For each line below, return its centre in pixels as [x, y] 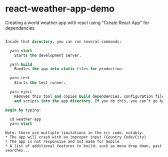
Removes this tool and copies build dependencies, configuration [84, 96]
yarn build [21, 64]
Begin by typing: [23, 110]
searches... [17, 150]
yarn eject [21, 92]
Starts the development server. [48, 55]
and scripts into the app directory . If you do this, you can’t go [86, 101]
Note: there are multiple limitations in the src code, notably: [74, 133]
